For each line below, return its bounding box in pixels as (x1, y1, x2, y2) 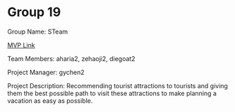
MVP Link (7, 41, 35, 49)
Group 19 (7, 4, 61, 20)
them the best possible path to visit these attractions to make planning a (7, 89, 217, 97)
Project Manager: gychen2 (7, 68, 85, 76)
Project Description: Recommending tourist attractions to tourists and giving (7, 81, 228, 90)
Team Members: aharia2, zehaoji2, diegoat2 (7, 54, 135, 63)
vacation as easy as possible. (7, 96, 93, 105)
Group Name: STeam (7, 27, 68, 36)
